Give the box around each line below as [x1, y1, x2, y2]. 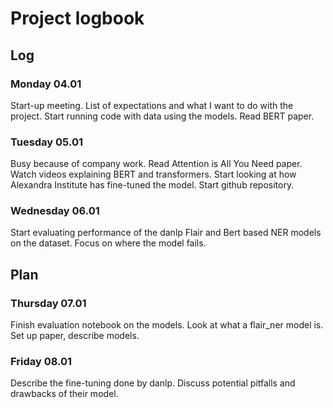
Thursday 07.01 [10, 296, 87, 310]
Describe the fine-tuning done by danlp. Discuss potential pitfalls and [10, 377, 296, 389]
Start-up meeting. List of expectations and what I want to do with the [10, 99, 294, 111]
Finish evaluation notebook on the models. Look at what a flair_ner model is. [10, 319, 324, 331]
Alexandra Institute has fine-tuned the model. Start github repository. [10, 179, 295, 191]
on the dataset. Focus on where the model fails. [10, 237, 207, 249]
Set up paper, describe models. [10, 330, 140, 342]
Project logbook [10, 7, 145, 30]
